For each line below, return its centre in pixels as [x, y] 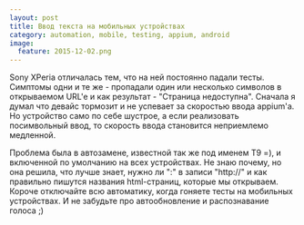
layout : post [34, 18]
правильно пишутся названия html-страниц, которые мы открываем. [144, 181]
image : [22, 43]
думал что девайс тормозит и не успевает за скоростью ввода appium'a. [152, 106]
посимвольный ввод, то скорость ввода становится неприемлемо [139, 126]
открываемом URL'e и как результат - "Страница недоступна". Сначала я [152, 97]
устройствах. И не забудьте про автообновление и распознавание [139, 201]
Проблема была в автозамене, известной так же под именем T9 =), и [145, 153]
